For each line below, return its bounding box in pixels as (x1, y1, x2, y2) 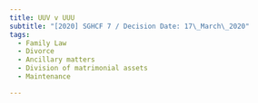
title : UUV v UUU (9, 13, 75, 23)
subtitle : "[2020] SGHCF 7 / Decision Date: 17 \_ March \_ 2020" (9, 22, 250, 31)
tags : (9, 30, 30, 39)
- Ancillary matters (17, 55, 95, 64)
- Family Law (17, 38, 67, 48)
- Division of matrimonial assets (17, 64, 148, 73)
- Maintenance (17, 72, 71, 81)
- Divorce (17, 47, 55, 56)
